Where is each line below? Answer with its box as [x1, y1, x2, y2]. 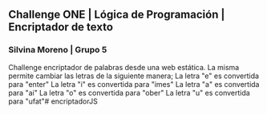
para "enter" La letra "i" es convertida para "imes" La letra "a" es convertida [8, 79, 260, 88]
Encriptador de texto [8, 21, 114, 34]
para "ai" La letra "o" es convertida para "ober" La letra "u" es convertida [8, 88, 250, 97]
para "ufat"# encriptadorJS [8, 96, 98, 106]
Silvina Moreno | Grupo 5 [8, 45, 107, 56]
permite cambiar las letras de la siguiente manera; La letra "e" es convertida [8, 71, 259, 81]
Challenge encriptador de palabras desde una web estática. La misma [8, 62, 240, 72]
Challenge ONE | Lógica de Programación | [8, 8, 225, 22]
